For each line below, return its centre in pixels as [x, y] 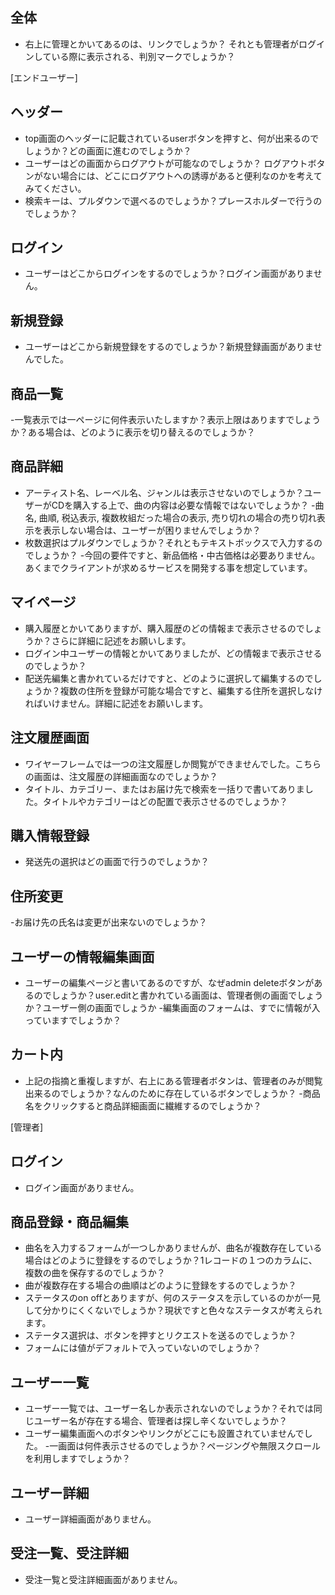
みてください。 [55, 188]
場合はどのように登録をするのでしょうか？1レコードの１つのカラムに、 [171, 1260]
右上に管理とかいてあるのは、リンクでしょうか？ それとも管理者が [161, 44]
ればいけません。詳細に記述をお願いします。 [116, 703]
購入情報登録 [50, 835]
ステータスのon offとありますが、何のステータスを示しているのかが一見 [172, 1298]
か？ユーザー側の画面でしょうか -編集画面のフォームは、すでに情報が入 [172, 1007]
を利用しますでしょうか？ [77, 1459]
